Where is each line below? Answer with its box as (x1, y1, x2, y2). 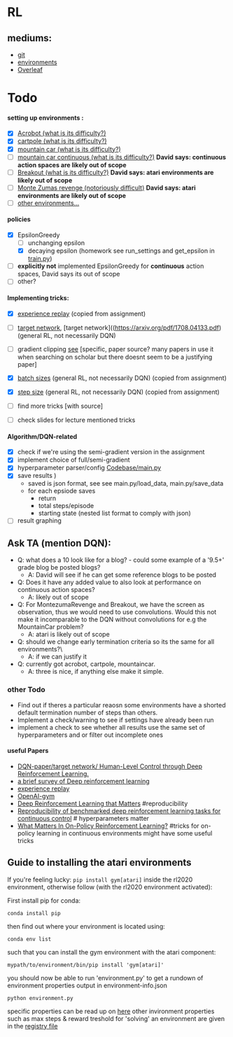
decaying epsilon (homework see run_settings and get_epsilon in (27, 246, 215, 255)
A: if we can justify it (27, 652, 87, 661)
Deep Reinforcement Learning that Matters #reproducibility (17, 799, 188, 807)
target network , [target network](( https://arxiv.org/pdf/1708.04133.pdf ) (17, 323, 222, 332)
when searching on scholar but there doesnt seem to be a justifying (17, 353, 213, 361)
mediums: (7, 32, 52, 44)
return (38, 494, 57, 502)
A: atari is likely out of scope (27, 630, 110, 639)
